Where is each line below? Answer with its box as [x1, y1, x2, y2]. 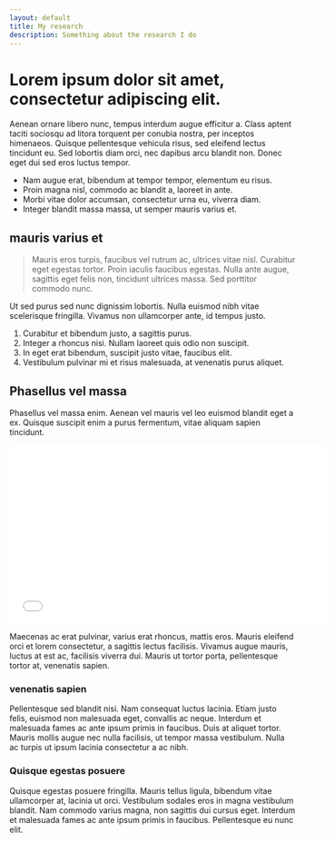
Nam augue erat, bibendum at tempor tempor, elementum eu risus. [22, 174, 272, 186]
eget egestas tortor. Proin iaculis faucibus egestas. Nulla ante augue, [31, 264, 290, 275]
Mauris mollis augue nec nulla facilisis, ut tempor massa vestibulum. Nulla [9, 732, 285, 743]
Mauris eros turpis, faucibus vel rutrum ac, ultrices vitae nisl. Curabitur [31, 254, 296, 265]
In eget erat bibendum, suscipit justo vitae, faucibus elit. [22, 347, 232, 359]
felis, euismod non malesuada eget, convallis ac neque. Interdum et [9, 713, 261, 724]
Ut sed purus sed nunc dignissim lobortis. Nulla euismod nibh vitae [9, 301, 260, 312]
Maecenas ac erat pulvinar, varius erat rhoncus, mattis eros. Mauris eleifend [9, 630, 294, 641]
